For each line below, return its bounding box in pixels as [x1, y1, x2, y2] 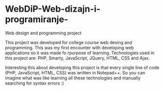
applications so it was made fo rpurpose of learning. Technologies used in [5, 50, 155, 56]
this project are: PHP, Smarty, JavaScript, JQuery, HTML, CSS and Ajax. [5, 55, 150, 61]
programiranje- [5, 14, 69, 25]
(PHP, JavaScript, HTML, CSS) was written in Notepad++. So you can [5, 69, 145, 75]
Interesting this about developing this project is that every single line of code [5, 65, 160, 70]
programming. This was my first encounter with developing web [5, 45, 134, 50]
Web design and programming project [5, 30, 82, 36]
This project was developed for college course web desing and [5, 39, 132, 45]
